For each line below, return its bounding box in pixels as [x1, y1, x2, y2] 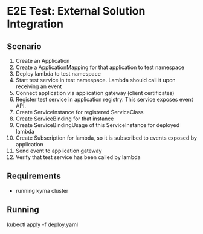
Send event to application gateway [15, 147, 102, 154]
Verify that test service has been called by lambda [15, 154, 141, 161]
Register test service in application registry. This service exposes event [15, 96, 193, 103]
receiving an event [15, 83, 62, 90]
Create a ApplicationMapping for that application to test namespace [15, 63, 185, 71]
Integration [7, 17, 64, 31]
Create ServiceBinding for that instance [15, 115, 114, 122]
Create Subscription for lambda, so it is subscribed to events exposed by [15, 134, 197, 141]
